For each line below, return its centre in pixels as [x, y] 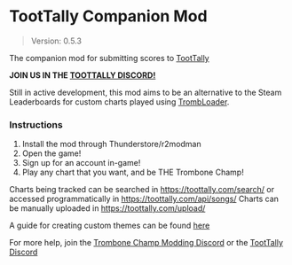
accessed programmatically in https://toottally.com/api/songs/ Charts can [144, 199]
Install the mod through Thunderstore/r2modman [111, 144]
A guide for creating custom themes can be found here [110, 226]
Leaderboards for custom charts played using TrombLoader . [119, 101]
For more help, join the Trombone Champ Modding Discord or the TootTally [146, 243]
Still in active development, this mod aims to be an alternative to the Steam [146, 92]
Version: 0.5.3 [56, 41]
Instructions [36, 124]
